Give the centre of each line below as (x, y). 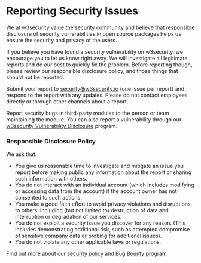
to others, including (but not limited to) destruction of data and (92, 210)
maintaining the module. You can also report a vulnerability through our (94, 119)
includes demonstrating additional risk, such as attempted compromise (102, 230)
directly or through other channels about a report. (67, 101)
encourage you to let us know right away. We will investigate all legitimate (97, 58)
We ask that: (22, 154)
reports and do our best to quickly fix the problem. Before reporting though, (99, 65)
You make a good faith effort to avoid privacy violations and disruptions (103, 204)
